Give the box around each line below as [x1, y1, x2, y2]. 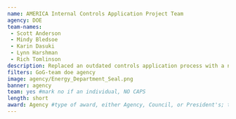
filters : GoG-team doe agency [7, 69, 96, 76]
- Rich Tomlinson [10, 56, 61, 63]
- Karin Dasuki [10, 43, 55, 50]
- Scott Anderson [10, 29, 61, 37]
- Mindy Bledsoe [10, 36, 58, 43]
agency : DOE [7, 17, 42, 24]
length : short [7, 95, 49, 102]
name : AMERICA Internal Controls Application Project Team [7, 10, 184, 17]
